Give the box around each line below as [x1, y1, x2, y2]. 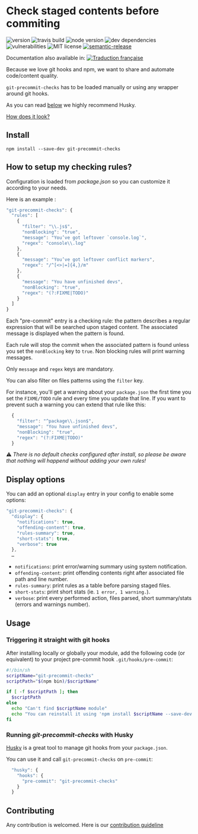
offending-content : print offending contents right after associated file [14, 569, 185, 577]
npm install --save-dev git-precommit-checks [6, 146, 120, 152]
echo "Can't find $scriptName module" [11, 706, 108, 712]
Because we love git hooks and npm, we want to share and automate [6, 65, 175, 72]
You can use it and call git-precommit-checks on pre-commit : [6, 756, 153, 763]
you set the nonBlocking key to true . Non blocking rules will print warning [6, 347, 185, 355]
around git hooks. [6, 90, 49, 97]
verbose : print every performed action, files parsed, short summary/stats [14, 595, 192, 602]
